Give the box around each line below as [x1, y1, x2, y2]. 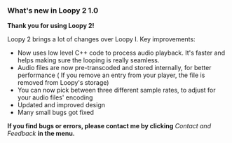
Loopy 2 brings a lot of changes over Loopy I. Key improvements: [7, 35, 196, 43]
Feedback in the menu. [7, 129, 75, 138]
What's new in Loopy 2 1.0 [7, 6, 99, 15]
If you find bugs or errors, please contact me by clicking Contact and [7, 122, 212, 130]
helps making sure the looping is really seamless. [17, 56, 160, 64]
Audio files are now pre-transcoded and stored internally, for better [17, 64, 212, 72]
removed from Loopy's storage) [17, 79, 109, 87]
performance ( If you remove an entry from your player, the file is [17, 71, 205, 79]
